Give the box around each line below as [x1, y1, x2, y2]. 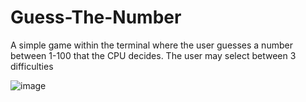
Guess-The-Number [10, 6, 182, 29]
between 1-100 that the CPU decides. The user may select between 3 [10, 49, 297, 61]
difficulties [10, 60, 54, 72]
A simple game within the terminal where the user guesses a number [10, 39, 293, 51]
